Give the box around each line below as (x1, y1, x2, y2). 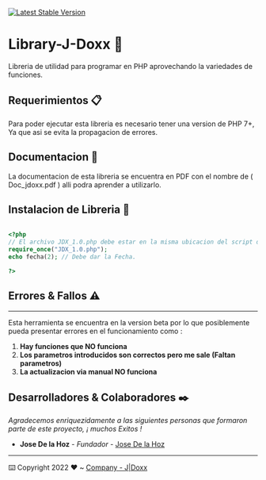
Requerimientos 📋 (8, 94, 102, 107)
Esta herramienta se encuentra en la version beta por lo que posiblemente (8, 317, 250, 327)
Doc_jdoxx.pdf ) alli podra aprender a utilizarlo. (8, 179, 162, 190)
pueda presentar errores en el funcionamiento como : (8, 326, 183, 336)
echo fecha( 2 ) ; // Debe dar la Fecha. (8, 253, 136, 261)
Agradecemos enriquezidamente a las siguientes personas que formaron (8, 416, 248, 425)
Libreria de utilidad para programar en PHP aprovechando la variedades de (8, 61, 253, 71)
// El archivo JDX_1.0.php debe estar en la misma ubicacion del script (8, 238, 253, 246)
